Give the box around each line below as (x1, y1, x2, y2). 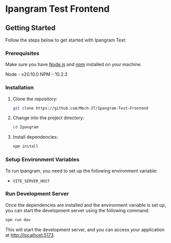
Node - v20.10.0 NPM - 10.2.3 (5, 71, 68, 77)
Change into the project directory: (12, 115, 84, 121)
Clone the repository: (12, 96, 58, 102)
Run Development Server (5, 190, 69, 197)
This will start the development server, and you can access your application (5, 226, 165, 233)
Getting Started (5, 24, 56, 32)
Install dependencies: (12, 134, 58, 140)
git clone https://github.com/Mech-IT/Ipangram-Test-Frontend (12, 105, 148, 111)
